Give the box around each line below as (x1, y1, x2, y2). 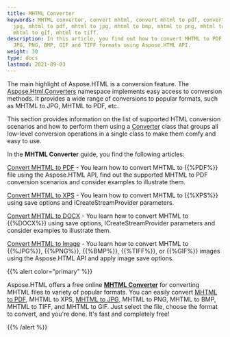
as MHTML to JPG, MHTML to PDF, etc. (7, 101, 119, 110)
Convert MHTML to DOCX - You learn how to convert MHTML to (7, 212, 189, 220)
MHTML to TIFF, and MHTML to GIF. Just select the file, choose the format (7, 302, 218, 310)
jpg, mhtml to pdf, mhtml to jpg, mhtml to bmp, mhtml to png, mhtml (13, 23, 216, 29)
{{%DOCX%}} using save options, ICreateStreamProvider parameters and (7, 219, 216, 227)
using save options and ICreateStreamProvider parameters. (7, 198, 175, 206)
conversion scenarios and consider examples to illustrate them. (7, 177, 186, 186)
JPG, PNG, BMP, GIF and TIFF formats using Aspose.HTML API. (13, 42, 192, 49)
